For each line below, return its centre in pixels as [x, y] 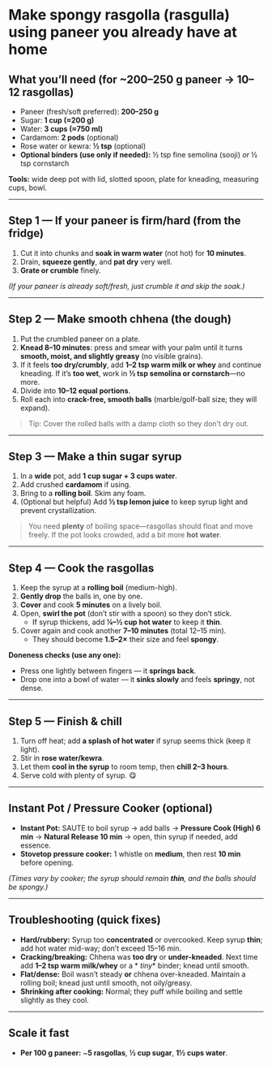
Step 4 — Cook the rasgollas [81, 568]
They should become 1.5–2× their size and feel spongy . [125, 640]
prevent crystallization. [58, 511]
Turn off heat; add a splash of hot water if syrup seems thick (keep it [135, 741]
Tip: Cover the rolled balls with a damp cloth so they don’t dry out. [138, 423]
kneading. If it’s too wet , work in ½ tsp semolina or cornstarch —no [132, 373]
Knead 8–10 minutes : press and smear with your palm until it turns [131, 347]
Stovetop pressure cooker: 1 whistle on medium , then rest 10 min [130, 853]
